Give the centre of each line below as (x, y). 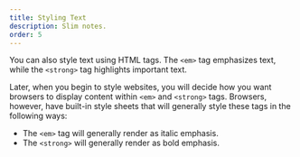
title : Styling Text (48, 18)
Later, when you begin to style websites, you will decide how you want (141, 88)
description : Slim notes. (58, 26)
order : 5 (26, 34)
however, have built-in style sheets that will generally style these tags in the (150, 106)
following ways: (38, 116)
